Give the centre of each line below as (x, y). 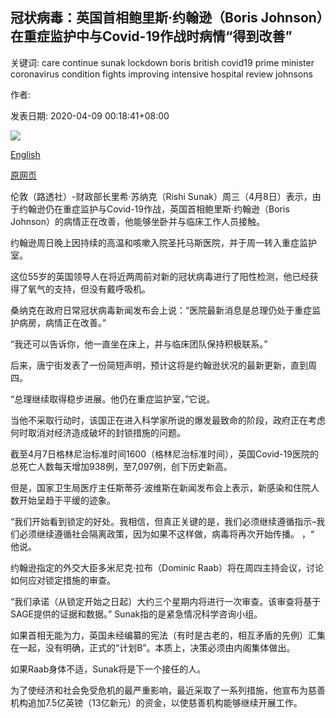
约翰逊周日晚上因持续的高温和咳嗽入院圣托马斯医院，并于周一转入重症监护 (163, 242)
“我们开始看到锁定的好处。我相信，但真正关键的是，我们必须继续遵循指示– (163, 521)
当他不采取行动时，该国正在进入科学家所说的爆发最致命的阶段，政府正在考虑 (168, 420)
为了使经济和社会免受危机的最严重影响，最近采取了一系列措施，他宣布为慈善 (168, 690)
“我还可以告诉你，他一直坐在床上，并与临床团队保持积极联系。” (139, 344)
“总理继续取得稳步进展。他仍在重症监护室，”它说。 (113, 399)
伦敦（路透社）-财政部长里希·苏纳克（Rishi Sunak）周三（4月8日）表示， (161, 196)
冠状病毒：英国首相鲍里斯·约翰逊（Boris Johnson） (167, 18)
